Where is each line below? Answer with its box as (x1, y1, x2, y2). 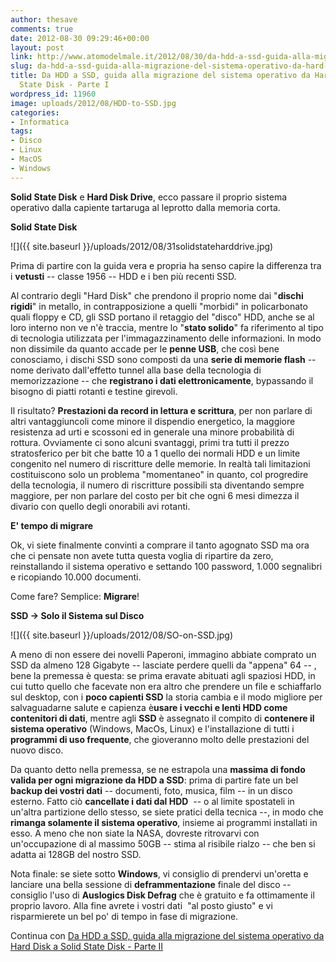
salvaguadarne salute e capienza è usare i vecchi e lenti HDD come (10, 701, 288, 713)
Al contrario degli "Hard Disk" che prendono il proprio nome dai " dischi (10, 289, 304, 301)
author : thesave (10, 14, 78, 25)
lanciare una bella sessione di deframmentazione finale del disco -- (10, 878, 292, 890)
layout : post (10, 42, 65, 53)
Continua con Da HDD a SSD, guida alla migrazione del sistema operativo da (10, 929, 325, 941)
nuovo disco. (10, 744, 64, 756)
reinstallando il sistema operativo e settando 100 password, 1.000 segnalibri (10, 560, 323, 572)
